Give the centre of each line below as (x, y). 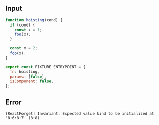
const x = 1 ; (28, 30)
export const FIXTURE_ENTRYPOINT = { (46, 67)
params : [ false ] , (28, 77)
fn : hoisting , (25, 72)
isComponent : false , (32, 81)
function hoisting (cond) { (34, 20)
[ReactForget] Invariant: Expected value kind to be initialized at (80, 114)
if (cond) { (23, 25)
